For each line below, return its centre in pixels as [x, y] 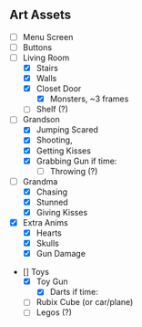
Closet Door [59, 89]
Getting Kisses [63, 151]
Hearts [49, 233]
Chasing [52, 192]
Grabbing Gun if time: [76, 161]
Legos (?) [54, 312]
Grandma [40, 181]
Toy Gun [52, 281]
